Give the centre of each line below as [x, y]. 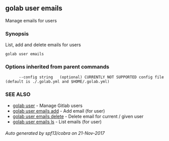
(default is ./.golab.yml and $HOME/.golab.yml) [57, 82]
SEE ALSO [18, 94]
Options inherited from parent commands [57, 67]
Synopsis [17, 33]
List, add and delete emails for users [43, 45]
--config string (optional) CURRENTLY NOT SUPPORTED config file [91, 77]
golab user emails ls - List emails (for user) [57, 122]
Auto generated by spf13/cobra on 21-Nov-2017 [55, 133]
